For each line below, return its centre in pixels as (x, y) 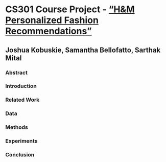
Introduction (21, 86)
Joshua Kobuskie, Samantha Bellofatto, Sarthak (83, 50)
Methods (17, 127)
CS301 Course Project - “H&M (70, 9)
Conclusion (20, 155)
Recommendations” (49, 31)
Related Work (22, 100)
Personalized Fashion (52, 20)
